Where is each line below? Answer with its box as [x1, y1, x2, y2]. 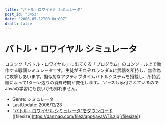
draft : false [5, 21, 32, 26]
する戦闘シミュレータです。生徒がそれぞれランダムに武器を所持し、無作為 [9, 67, 161, 73]
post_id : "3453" [5, 12, 39, 17]
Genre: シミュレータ [12, 96, 54, 102]
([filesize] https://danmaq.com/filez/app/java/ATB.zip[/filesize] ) [12, 113, 140, 119]
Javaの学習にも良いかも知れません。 [5, 86, 80, 92]
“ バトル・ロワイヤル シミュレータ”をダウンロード [12, 108, 113, 114]
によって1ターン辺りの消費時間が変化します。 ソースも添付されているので [9, 80, 159, 85]
